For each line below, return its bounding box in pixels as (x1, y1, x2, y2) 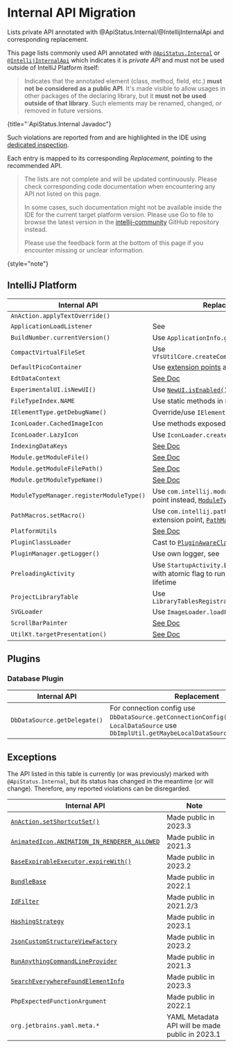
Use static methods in (152, 396, 223, 405)
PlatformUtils (10, 527, 58, 535)
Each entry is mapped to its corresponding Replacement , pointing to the (7, 154, 213, 162)
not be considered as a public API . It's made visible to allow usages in (24, 84, 226, 92)
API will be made (166, 1021, 221, 1031)
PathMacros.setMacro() (10, 512, 85, 519)
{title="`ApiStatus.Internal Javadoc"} (7, 119, 112, 128)
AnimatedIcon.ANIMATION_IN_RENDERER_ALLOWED (10, 838, 160, 846)
